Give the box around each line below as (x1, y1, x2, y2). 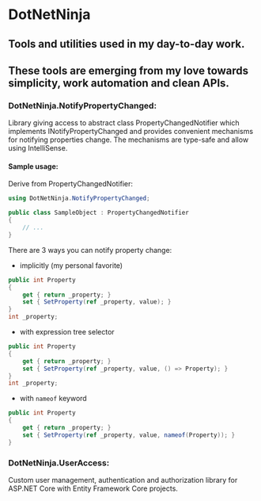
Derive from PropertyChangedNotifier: (8, 179, 133, 189)
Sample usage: (8, 161, 59, 171)
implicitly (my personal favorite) (19, 260, 123, 270)
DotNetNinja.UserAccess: (8, 457, 110, 468)
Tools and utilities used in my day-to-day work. (8, 37, 245, 51)
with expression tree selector (19, 327, 115, 337)
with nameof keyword (19, 394, 87, 403)
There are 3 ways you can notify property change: (8, 245, 172, 254)
